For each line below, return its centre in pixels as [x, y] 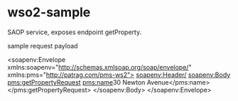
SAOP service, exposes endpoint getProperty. [75, 32]
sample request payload [43, 46]
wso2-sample [49, 12]
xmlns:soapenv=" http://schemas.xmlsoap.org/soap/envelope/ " [99, 67]
